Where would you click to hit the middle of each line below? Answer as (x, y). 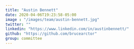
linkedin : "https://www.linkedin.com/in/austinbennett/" (67, 29)
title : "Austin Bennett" (32, 10)
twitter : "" (18, 24)
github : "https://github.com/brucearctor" (51, 34)
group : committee (24, 39)
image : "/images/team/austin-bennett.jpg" (52, 19)
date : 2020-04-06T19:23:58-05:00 (41, 15)
